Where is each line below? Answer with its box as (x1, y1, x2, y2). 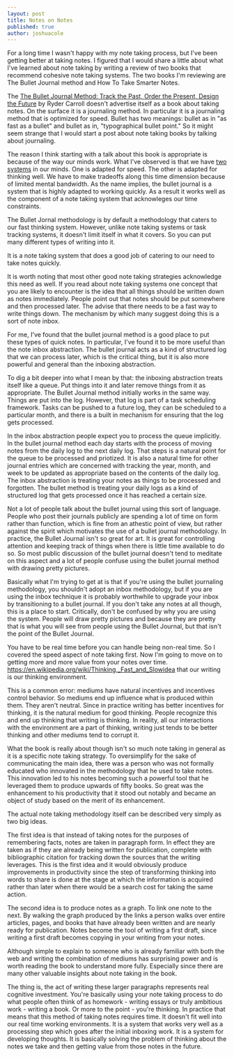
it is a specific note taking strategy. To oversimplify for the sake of (7, 752, 196, 760)
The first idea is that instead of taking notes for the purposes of (7, 831, 189, 839)
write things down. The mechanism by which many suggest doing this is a (7, 309, 219, 318)
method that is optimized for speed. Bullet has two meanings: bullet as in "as (7, 115, 227, 123)
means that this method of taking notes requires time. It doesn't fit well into (7, 1012, 223, 1021)
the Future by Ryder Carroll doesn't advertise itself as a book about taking (7, 99, 219, 108)
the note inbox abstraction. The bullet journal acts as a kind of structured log (7, 345, 227, 353)
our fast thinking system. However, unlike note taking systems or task (7, 223, 207, 231)
